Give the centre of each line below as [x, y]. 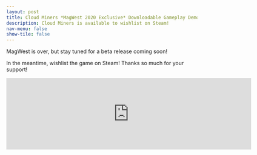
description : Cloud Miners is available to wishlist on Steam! [88, 23]
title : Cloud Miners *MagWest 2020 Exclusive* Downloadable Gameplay [96, 17]
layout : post [23, 12]
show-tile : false [28, 34]
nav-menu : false [27, 29]
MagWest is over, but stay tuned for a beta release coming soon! [87, 51]
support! [17, 69]
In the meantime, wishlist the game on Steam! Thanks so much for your [95, 63]
